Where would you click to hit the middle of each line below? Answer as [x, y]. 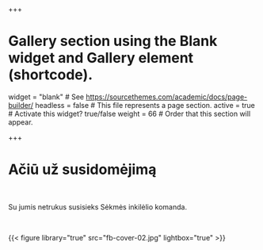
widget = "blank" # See [46, 97]
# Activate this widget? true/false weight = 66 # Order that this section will [130, 113]
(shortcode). [51, 75]
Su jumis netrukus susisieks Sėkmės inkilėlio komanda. [98, 206]
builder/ [21, 105]
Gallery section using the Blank [113, 41]
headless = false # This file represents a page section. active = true [145, 105]
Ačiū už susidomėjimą [82, 169]
